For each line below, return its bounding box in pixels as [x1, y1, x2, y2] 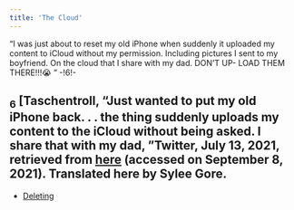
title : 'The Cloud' [9, 13, 83, 23]
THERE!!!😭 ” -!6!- [9, 67, 77, 78]
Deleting [22, 190, 54, 201]
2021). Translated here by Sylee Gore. [9, 167, 228, 182]
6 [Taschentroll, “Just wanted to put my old [9, 93, 257, 111]
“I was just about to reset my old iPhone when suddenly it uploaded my [9, 38, 275, 49]
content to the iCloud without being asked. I [9, 124, 261, 139]
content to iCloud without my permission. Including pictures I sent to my [9, 47, 279, 59]
